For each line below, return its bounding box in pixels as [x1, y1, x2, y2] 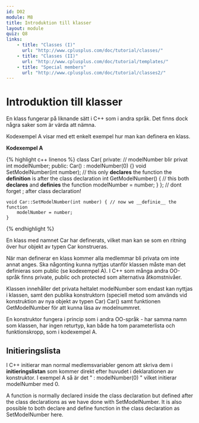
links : [6, 36, 23, 42]
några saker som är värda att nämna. [6, 122, 96, 129]
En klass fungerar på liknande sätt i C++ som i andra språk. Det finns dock [6, 115, 188, 122]
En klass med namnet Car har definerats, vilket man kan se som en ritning [6, 237, 187, 244]
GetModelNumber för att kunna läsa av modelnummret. [6, 304, 141, 312]
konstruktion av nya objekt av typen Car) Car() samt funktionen [6, 298, 161, 305]
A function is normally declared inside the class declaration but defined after [6, 392, 194, 399]
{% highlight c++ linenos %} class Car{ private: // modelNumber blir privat [6, 156, 188, 163]
